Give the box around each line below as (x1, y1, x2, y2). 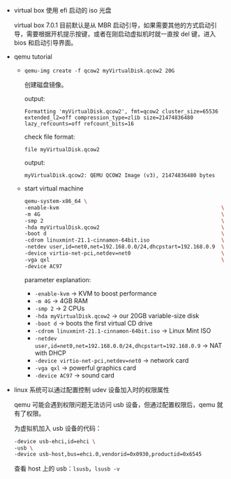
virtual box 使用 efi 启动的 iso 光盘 (13, 6, 112, 14)
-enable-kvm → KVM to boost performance (34, 289, 157, 298)
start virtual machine (24, 184, 84, 193)
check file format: (24, 132, 75, 141)
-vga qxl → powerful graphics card (34, 363, 137, 372)
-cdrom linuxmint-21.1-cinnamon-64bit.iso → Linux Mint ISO (34, 326, 211, 335)
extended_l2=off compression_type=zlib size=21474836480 (24, 114, 194, 121)
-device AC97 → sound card (34, 370, 114, 380)
